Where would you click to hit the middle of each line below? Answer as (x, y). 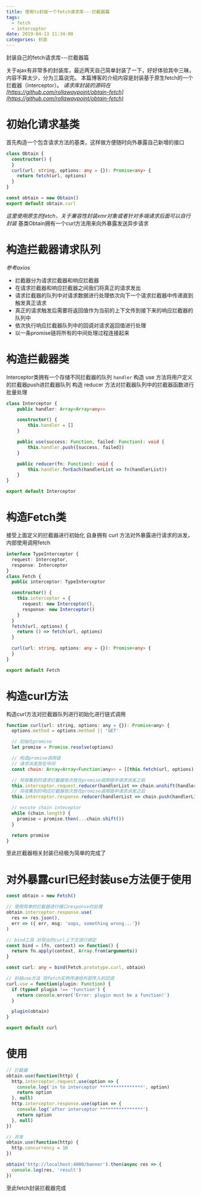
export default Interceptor (41, 492)
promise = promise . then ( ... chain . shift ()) (71, 819)
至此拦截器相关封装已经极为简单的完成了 (56, 853)
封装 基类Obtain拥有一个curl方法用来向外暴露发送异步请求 (77, 223)
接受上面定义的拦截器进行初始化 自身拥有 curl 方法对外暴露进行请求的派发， (100, 535)
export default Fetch (33, 670)
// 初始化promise (32, 742)
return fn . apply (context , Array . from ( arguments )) (74, 951)
